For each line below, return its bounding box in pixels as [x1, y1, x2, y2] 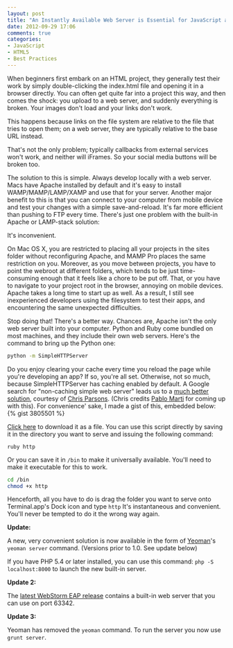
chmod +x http [7, 482, 49, 489]
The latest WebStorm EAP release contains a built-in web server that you [7, 592, 216, 600]
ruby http [7, 443, 36, 450]
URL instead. [7, 132, 44, 140]
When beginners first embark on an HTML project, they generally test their [7, 74, 221, 82]
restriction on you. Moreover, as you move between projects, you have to [7, 259, 216, 268]
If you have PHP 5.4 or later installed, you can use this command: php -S [7, 557, 214, 566]
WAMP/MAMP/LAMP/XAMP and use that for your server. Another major [7, 188, 212, 196]
